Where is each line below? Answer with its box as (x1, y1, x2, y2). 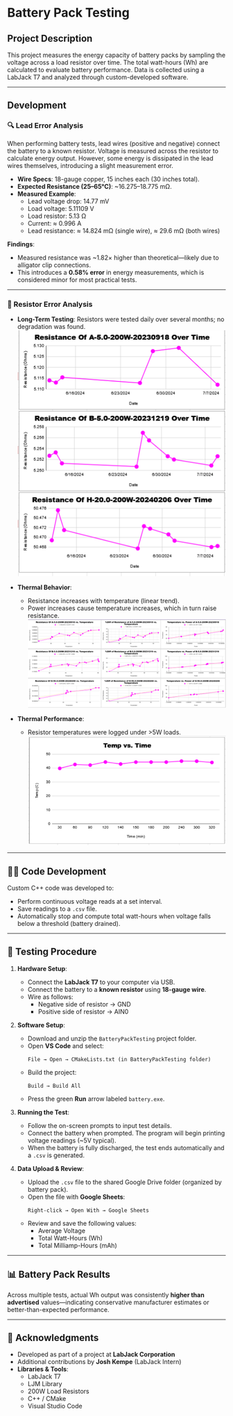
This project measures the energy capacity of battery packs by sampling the (7, 51, 226, 59)
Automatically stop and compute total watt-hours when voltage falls (17, 911, 212, 920)
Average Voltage (37, 1227, 85, 1235)
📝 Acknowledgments (7, 1331, 99, 1344)
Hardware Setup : (17, 964, 67, 972)
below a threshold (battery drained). (17, 919, 121, 927)
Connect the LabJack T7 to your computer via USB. (27, 977, 175, 986)
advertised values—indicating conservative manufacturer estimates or (7, 1298, 209, 1306)
